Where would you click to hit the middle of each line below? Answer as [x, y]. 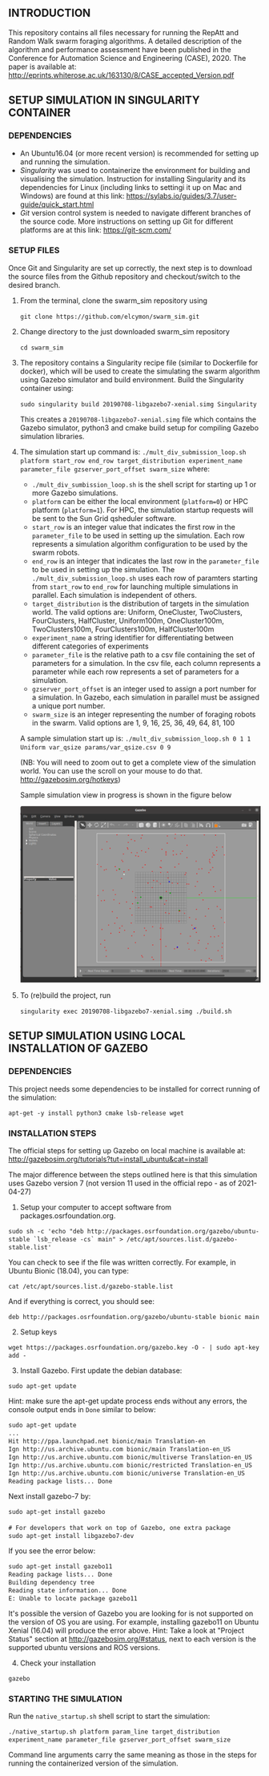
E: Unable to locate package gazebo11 [73, 1598]
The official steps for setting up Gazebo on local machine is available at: [127, 1150]
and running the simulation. [65, 161]
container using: [46, 388]
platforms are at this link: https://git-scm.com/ [96, 230]
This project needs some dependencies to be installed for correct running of [134, 1088]
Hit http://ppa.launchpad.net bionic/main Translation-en [107, 1441]
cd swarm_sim [42, 348]
